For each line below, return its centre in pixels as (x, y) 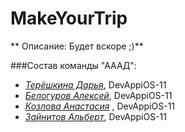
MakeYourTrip (69, 18)
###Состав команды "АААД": (73, 65)
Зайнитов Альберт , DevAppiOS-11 (96, 116)
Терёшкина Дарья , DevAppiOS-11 (95, 84)
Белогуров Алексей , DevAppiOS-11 (98, 95)
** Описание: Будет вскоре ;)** (77, 46)
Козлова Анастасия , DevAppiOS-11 (100, 106)
